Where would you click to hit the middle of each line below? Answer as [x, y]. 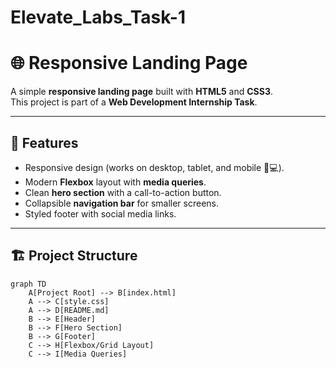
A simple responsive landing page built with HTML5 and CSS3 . [142, 92]
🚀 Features [44, 142]
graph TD [28, 284]
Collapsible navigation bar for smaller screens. [122, 203]
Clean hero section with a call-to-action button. [123, 192]
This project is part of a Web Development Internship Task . [134, 102]
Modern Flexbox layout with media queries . [115, 182]
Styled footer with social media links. [100, 213]
